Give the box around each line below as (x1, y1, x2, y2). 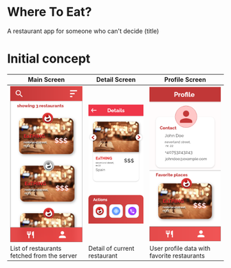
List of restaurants (10, 244, 62, 252)
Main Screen (27, 76, 65, 84)
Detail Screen (96, 76, 136, 84)
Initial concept (7, 51, 91, 67)
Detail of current (88, 244, 135, 252)
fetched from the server (10, 252, 78, 260)
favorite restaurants (149, 252, 205, 260)
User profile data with (149, 244, 211, 252)
